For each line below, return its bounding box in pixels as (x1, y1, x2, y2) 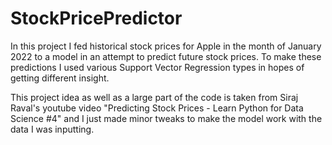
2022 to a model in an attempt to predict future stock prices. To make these (10, 50, 322, 62)
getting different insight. (10, 72, 110, 84)
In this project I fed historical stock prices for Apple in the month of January (10, 40, 322, 52)
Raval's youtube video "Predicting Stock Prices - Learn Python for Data (10, 102, 304, 114)
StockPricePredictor (10, 7, 183, 30)
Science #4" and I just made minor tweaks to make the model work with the (10, 112, 323, 124)
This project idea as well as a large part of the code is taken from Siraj (10, 91, 299, 103)
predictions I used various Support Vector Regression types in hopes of (10, 61, 305, 73)
